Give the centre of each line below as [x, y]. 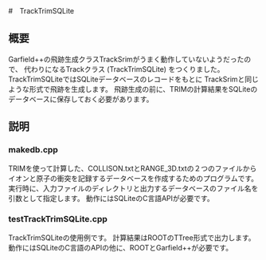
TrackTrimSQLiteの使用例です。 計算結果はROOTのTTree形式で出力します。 [132, 238]
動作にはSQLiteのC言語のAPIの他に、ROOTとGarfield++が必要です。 [121, 247]
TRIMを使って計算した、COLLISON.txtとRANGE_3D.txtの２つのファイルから [133, 168]
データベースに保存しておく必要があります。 [81, 99]
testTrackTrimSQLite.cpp [58, 219]
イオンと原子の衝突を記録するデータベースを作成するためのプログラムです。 [133, 178]
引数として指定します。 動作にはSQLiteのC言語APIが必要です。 [111, 198]
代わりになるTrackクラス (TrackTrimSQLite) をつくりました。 [124, 69]
